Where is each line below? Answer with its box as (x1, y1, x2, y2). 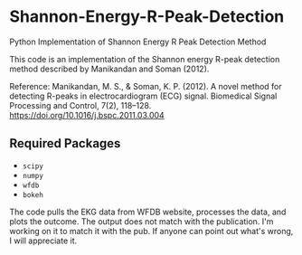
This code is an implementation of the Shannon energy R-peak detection (9, 53, 280, 64)
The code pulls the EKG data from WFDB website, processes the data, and (9, 206, 287, 217)
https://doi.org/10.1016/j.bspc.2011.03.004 (9, 109, 165, 120)
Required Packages (9, 136, 121, 151)
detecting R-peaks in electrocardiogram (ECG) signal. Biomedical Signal (9, 90, 278, 101)
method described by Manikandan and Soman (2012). (9, 63, 210, 74)
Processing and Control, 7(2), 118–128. (9, 99, 152, 110)
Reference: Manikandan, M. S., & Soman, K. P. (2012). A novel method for (9, 80, 282, 91)
